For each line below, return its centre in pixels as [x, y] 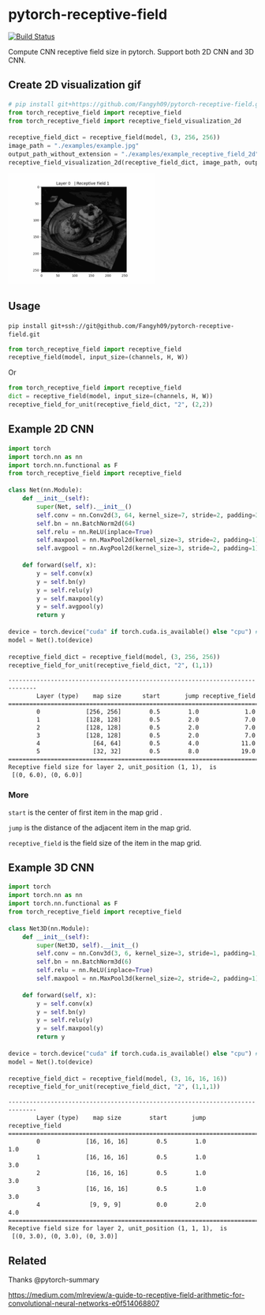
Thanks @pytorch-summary [54, 1280]
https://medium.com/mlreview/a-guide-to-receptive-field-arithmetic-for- [127, 1295]
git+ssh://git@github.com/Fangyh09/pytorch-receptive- [142, 326]
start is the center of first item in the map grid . [86, 812]
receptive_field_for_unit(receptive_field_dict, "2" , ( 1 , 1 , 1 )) [114, 1087]
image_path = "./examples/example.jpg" [74, 146]
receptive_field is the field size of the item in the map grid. [105, 842]
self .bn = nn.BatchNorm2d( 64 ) [86, 523]
